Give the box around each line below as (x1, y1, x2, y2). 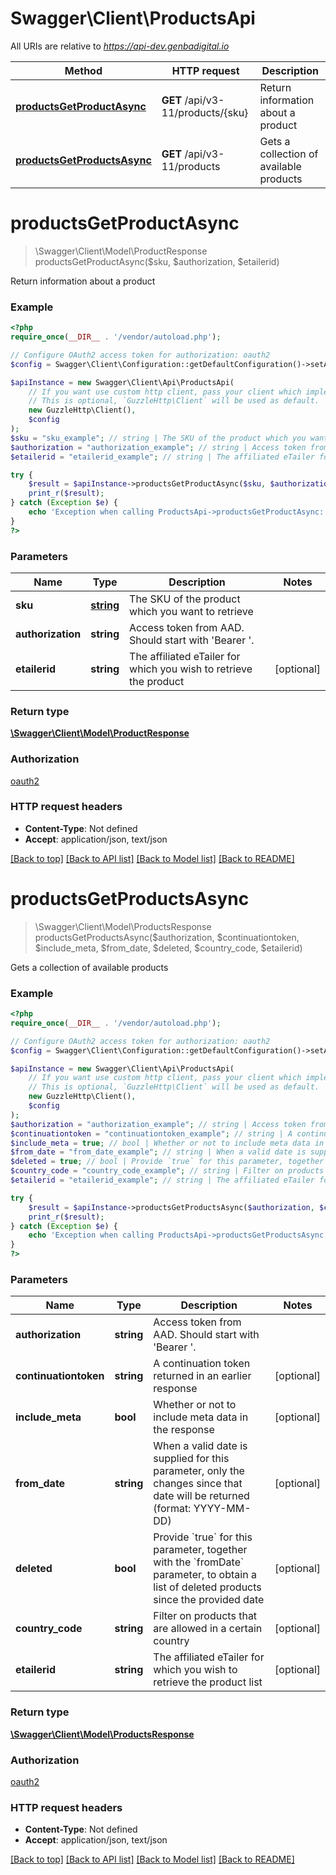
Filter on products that (153, 1609, 258, 1623)
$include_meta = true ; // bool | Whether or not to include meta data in (10, 1138, 325, 1148)
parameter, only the (153, 1464, 245, 1478)
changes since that (153, 1477, 243, 1491)
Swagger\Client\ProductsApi (10, 7, 256, 30)
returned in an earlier (153, 1369, 252, 1383)
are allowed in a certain (153, 1622, 263, 1636)
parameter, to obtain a (153, 1568, 257, 1582)
